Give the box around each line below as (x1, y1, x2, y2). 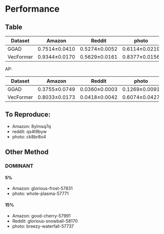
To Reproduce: (5, 110, 51, 119)
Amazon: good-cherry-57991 (12, 213, 71, 218)
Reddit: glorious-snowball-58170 (12, 218, 78, 224)
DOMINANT (5, 163, 34, 170)
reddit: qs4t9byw (12, 128, 47, 134)
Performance (5, 3, 60, 15)
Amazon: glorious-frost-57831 (12, 186, 73, 191)
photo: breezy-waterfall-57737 (12, 223, 74, 229)
